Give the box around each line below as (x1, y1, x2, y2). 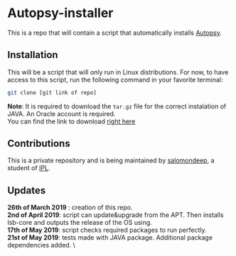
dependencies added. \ (7, 241, 76, 250)
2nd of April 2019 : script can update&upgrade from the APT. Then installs (7, 211, 224, 219)
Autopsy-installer (7, 5, 114, 21)
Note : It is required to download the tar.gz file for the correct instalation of (7, 101, 227, 111)
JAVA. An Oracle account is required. (7, 109, 116, 118)
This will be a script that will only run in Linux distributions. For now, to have (7, 67, 229, 76)
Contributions (7, 138, 70, 150)
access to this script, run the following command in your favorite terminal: (7, 75, 223, 84)
